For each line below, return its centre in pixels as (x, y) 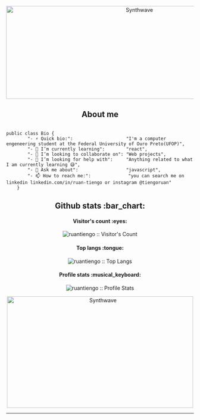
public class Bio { (30, 133)
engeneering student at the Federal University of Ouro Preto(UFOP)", (96, 144)
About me (100, 115)
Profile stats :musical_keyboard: (100, 275)
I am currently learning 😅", (43, 164)
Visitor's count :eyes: (100, 221)
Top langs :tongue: (100, 248)
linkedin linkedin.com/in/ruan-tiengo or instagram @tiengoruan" (89, 182)
